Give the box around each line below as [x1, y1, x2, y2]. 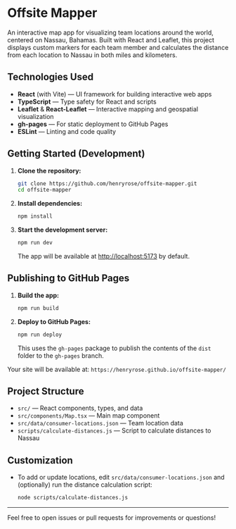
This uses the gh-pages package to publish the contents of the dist [17, 344, 211, 352]
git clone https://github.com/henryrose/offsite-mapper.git [17, 180, 197, 187]
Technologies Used [7, 71, 93, 83]
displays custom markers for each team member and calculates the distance [7, 43, 229, 51]
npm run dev [17, 239, 53, 247]
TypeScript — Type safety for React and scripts [17, 97, 157, 106]
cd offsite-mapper [17, 187, 72, 194]
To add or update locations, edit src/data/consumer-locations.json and [17, 473, 225, 482]
